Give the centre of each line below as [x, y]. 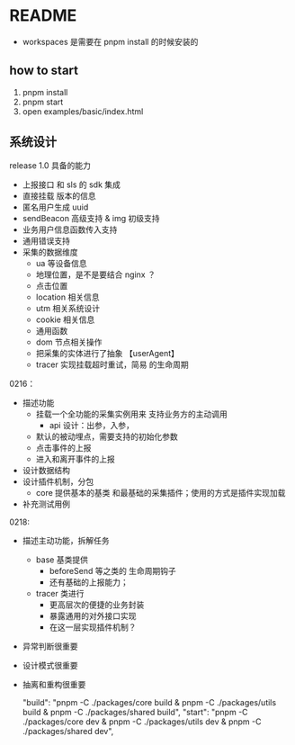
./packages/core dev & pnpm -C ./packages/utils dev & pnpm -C [142, 722]
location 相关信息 [67, 297]
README [43, 16]
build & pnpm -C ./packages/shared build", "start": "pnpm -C [135, 712]
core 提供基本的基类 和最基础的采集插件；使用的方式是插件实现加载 [161, 492]
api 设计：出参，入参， [92, 425]
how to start [44, 71]
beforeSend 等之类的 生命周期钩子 [113, 570]
